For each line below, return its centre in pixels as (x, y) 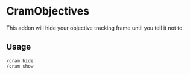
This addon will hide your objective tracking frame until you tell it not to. (95, 28)
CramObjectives (48, 11)
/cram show (20, 66)
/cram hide (20, 61)
